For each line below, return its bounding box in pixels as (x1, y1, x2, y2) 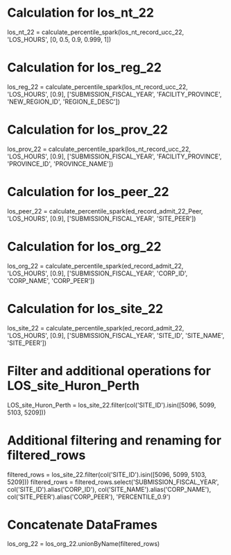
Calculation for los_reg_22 (7, 60, 162, 76)
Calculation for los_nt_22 (7, 5, 155, 21)
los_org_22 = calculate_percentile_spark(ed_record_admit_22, (7, 262, 184, 270)
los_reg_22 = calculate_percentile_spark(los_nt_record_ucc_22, (7, 82, 189, 91)
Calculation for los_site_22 (7, 300, 164, 316)
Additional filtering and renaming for (7, 433, 222, 448)
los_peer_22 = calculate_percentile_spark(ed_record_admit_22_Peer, (7, 207, 203, 215)
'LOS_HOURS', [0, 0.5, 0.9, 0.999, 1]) (7, 35, 112, 43)
